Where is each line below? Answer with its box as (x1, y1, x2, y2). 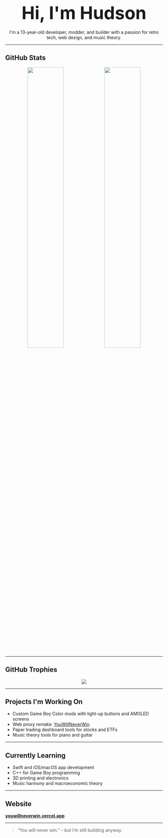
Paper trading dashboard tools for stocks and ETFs (12, 727, 117, 733)
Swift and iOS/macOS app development (12, 765, 94, 771)
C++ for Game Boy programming (12, 770, 80, 776)
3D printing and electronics (12, 775, 69, 781)
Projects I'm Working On (5, 697, 83, 706)
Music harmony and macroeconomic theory (12, 781, 103, 787)
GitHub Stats (5, 53, 46, 62)
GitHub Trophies (5, 666, 57, 674)
